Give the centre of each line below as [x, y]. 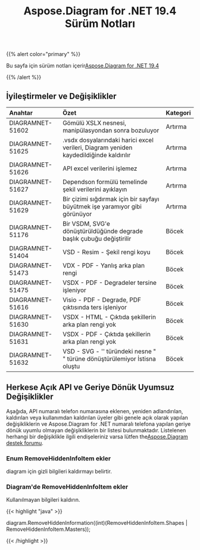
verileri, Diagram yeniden [97, 148]
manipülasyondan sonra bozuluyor [111, 130]
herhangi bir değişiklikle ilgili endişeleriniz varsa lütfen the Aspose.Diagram [97, 437]
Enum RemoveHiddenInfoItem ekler [59, 458]
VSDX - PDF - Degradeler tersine [109, 283]
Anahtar [21, 113]
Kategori [178, 113]
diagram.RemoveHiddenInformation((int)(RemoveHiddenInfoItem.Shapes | [97, 523]
